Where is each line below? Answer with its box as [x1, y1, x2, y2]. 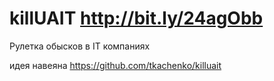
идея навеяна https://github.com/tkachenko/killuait [9, 59, 222, 71]
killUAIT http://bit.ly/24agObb [9, 7, 264, 30]
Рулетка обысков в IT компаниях [9, 40, 151, 52]
